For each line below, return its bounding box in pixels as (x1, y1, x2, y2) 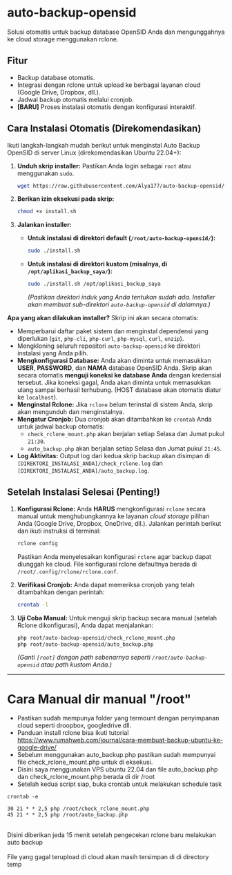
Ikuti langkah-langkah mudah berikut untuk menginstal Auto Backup (7, 141, 200, 149)
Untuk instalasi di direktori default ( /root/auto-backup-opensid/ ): (27, 234, 216, 242)
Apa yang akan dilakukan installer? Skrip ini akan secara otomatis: (7, 314, 199, 322)
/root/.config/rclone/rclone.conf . (17, 567, 119, 576)
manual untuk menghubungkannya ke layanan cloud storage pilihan (17, 512, 210, 520)
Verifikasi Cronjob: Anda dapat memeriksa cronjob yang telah (17, 580, 195, 589)
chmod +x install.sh (17, 208, 77, 215)
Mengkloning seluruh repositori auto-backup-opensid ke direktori (17, 342, 200, 350)
